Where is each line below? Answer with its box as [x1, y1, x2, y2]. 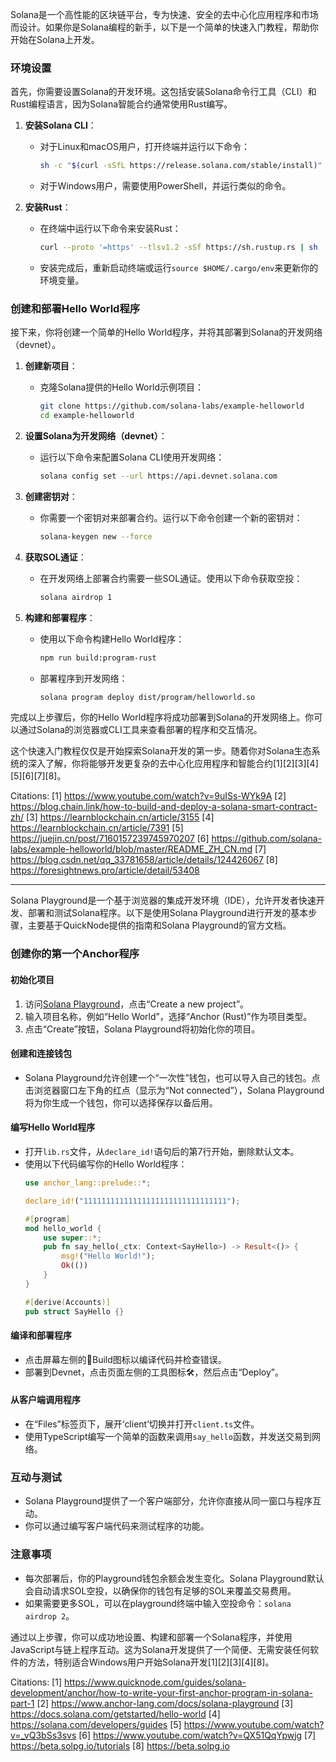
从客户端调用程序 [10, 1394, 81, 1406]
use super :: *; [43, 1233, 102, 1243]
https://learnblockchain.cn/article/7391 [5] [10, 822, 184, 834]
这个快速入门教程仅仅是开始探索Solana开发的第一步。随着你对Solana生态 [10, 745, 312, 757]
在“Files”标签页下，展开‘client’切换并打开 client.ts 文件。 [24, 1418, 260, 1430]
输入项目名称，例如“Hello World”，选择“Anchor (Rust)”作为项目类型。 [24, 1010, 313, 1022]
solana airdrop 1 [39, 592, 113, 602]
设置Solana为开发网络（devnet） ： [24, 430, 168, 442]
